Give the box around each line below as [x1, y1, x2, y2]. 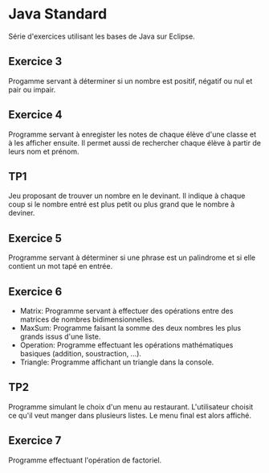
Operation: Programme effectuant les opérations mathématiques [19, 340, 234, 350]
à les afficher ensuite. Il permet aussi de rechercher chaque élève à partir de [8, 138, 261, 147]
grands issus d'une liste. [19, 331, 101, 341]
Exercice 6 [8, 285, 63, 298]
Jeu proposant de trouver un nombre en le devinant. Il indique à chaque [8, 191, 246, 201]
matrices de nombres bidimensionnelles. [19, 315, 155, 324]
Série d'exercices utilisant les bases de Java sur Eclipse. [8, 31, 195, 41]
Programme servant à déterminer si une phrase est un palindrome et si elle [8, 253, 256, 262]
